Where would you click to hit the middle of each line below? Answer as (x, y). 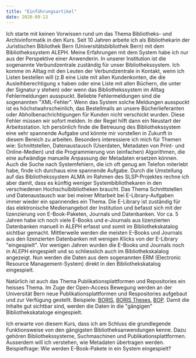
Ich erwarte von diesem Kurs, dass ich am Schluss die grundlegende (88, 323)
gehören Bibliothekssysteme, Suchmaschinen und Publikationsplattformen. (96, 336)
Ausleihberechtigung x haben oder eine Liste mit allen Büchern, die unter (94, 83)
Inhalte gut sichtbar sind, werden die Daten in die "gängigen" (79, 306)
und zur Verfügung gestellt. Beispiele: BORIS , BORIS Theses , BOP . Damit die (98, 300)
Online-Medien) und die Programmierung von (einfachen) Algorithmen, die (96, 152)
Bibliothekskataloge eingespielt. (44, 312)
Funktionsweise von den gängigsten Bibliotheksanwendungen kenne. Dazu (96, 330)
